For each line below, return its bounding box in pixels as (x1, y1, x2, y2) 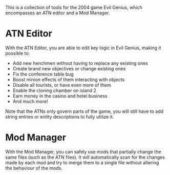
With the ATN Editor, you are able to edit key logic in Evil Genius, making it (5, 45, 161, 51)
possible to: (5, 50, 30, 56)
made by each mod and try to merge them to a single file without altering (5, 159, 159, 166)
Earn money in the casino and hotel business (12, 92, 108, 99)
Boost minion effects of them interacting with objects (12, 76, 124, 83)
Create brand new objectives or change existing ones (12, 65, 126, 71)
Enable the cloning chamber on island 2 (12, 87, 96, 93)
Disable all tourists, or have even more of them (12, 82, 111, 88)
